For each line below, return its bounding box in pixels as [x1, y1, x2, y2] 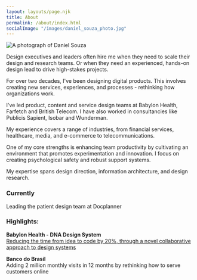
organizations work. [6, 90, 55, 97]
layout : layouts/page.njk [6, 8, 70, 15]
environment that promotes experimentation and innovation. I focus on [6, 150, 180, 157]
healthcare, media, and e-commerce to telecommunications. [6, 132, 155, 139]
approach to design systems [6, 244, 76, 251]
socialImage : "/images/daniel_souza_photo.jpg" [6, 25, 127, 32]
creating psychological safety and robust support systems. [6, 156, 151, 164]
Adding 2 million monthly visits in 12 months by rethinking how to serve [6, 262, 181, 269]
